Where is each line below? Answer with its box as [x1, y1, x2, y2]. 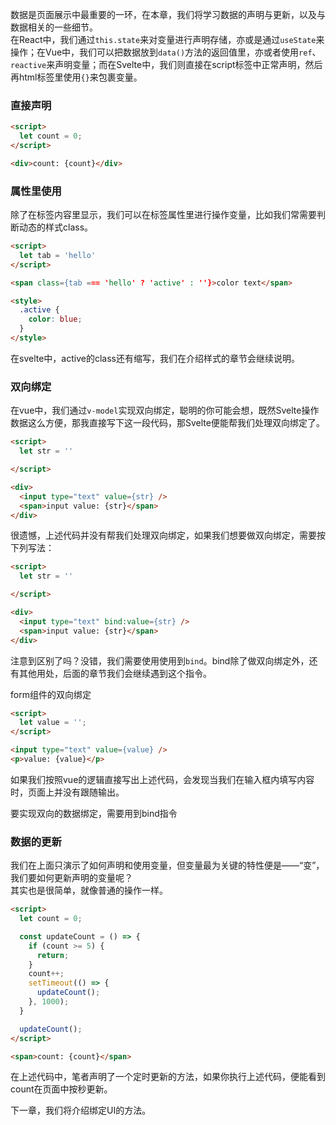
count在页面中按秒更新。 [10, 1083, 113, 1095]
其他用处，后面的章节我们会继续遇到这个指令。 [18, 667, 212, 679]
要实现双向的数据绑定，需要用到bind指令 [10, 807, 178, 819]
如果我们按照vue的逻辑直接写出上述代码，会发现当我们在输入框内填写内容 [10, 773, 315, 785]
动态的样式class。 [18, 221, 94, 233]
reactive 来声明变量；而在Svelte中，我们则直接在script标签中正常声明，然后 [10, 59, 323, 70]
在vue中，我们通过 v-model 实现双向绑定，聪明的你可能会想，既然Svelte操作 [10, 404, 320, 417]
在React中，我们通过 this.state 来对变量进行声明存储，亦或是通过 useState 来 [10, 34, 325, 45]
